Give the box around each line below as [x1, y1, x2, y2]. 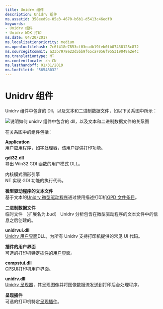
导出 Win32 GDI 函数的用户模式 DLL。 [5, 160, 83, 167]
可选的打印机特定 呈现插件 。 [5, 298, 62, 304]
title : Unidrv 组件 [5, 7, 44, 12]
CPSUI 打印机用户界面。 [5, 266, 54, 272]
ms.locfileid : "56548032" [5, 68, 59, 73]
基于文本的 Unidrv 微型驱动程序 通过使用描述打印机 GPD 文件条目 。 [5, 194, 140, 200]
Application [5, 139, 30, 145]
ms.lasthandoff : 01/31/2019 [5, 63, 64, 68]
